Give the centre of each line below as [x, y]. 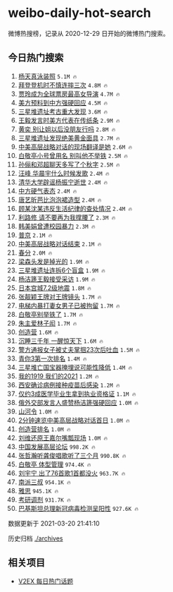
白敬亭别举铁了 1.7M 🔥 [51, 314]
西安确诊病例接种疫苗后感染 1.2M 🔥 [69, 385]
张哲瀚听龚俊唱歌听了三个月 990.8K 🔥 [72, 455]
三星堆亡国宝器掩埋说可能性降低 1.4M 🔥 [75, 367]
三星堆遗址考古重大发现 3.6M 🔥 [63, 111]
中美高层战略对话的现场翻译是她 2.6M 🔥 [75, 147]
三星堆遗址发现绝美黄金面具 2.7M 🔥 [69, 138]
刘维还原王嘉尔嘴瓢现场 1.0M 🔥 [63, 437]
